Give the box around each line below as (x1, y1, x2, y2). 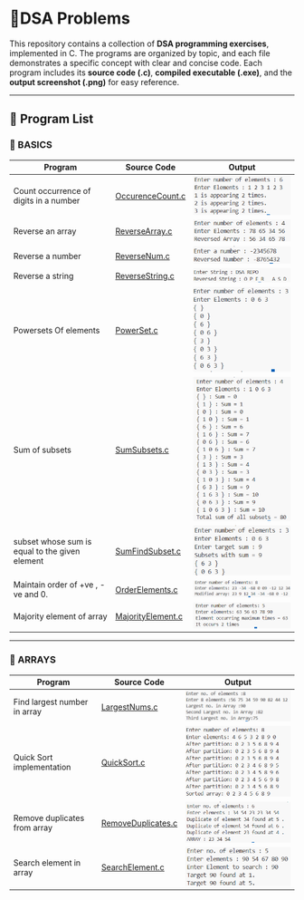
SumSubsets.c (115, 444, 169, 455)
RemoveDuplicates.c (100, 818, 178, 828)
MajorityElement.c (115, 611, 184, 622)
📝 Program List (9, 111, 94, 127)
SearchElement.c (100, 862, 165, 873)
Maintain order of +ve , (13, 579, 98, 590)
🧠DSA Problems (9, 8, 131, 29)
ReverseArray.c (115, 226, 173, 237)
